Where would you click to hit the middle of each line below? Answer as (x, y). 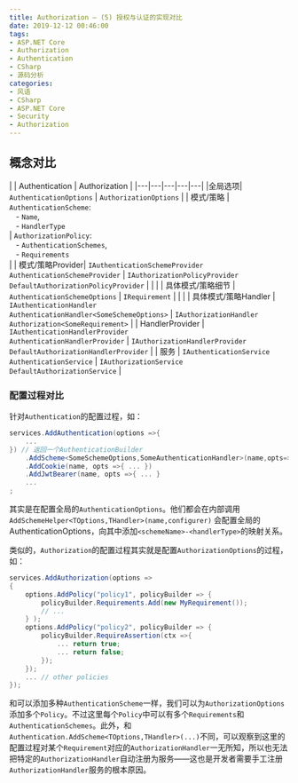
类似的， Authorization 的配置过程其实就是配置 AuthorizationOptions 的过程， (149, 550)
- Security (29, 116)
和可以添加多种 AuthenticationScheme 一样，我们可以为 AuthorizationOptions (147, 703)
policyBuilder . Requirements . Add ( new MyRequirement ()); (145, 603)
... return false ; (90, 652)
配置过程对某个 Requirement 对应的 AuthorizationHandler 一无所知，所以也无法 (149, 747)
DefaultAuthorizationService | (65, 370)
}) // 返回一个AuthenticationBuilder (76, 449)
